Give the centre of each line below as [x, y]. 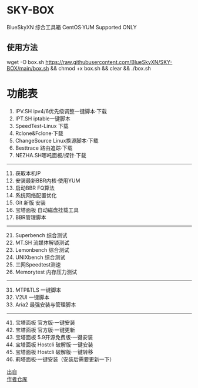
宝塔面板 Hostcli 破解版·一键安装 [54, 345]
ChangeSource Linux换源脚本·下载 [57, 140]
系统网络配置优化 [36, 195]
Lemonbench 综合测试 [42, 249]
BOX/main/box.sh [28, 68]
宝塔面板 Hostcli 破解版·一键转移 [54, 352]
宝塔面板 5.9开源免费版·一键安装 [54, 337]
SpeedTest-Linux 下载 [42, 126]
